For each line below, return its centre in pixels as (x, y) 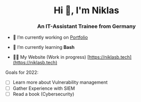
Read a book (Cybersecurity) (43, 94)
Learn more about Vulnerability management (60, 82)
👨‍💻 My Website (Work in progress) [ (51, 57)
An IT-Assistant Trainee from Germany (86, 27)
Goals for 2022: (22, 72)
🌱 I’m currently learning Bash (43, 47)
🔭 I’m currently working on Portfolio (50, 37)
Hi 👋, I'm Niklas (86, 10)
